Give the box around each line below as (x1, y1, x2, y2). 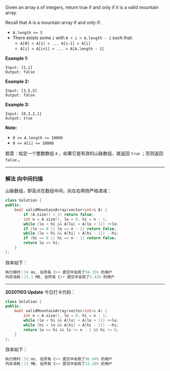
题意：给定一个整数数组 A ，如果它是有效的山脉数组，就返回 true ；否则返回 (5, 151, 163, 156)
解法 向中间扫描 (5, 175, 43, 182)
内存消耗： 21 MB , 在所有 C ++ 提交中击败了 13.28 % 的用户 (5, 361, 113, 366)
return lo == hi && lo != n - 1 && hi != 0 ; (23, 327, 119, 332)
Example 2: (5, 79, 29, 84)
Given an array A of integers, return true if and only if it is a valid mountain (5, 5, 159, 10)
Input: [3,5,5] (5, 88, 37, 93)
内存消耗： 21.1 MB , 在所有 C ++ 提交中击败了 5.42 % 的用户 (5, 274, 115, 279)
